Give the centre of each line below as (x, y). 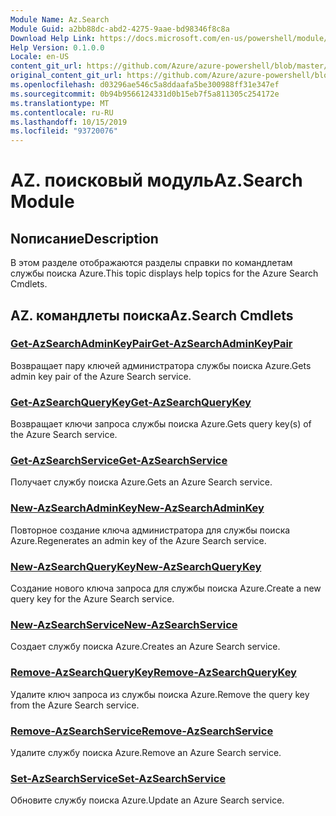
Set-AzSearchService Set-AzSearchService (118, 778)
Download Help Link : (53, 38)
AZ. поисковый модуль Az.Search (156, 180)
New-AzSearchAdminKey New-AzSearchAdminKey (137, 508)
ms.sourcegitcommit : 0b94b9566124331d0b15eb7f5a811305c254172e (145, 94)
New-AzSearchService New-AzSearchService (124, 624)
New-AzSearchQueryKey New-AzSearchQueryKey (136, 566)
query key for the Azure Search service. (92, 599)
